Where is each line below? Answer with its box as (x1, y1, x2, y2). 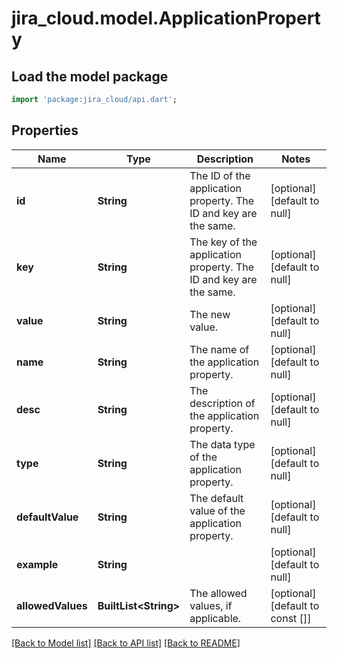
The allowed (189, 586, 248, 600)
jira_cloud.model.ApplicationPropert (11, 7, 321, 30)
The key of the (189, 235, 258, 249)
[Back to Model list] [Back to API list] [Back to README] (11, 637, 241, 649)
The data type (189, 437, 256, 451)
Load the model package (11, 68, 169, 85)
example (16, 557, 59, 571)
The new (189, 307, 231, 321)
